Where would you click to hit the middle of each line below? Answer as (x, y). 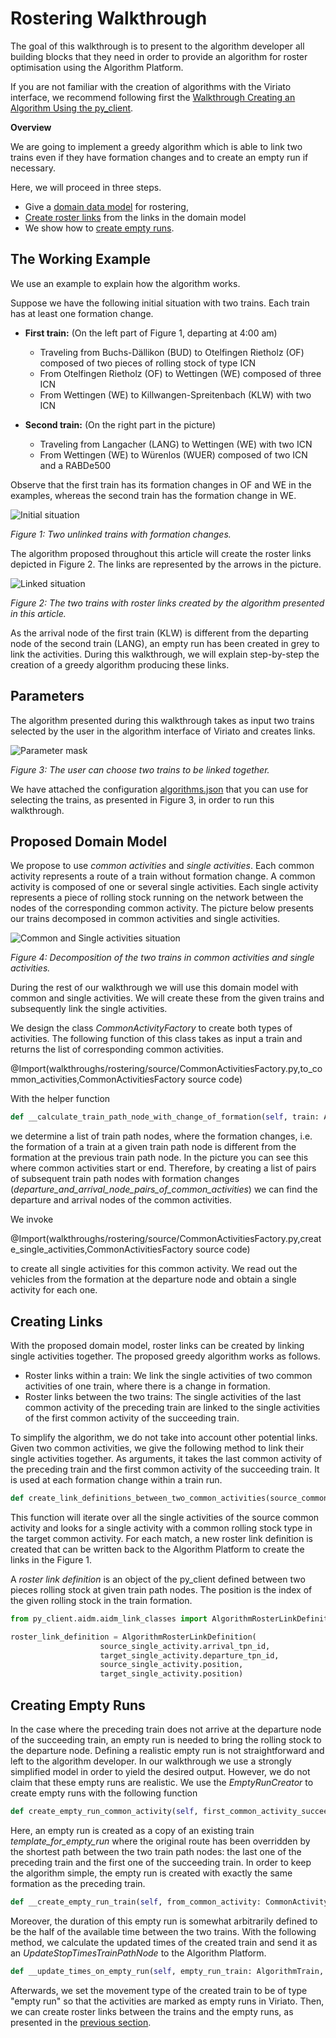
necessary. (33, 168)
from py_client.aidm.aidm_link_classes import (109, 1618)
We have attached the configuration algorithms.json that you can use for (159, 789)
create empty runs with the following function (104, 1793)
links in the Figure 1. (51, 1559)
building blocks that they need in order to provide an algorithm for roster (159, 56)
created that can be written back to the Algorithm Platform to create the (157, 1549)
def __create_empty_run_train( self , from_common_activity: (136, 1902)
